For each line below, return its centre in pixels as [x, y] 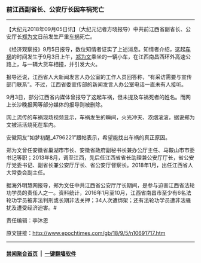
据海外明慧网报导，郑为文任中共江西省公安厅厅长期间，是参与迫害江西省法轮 [100, 185]
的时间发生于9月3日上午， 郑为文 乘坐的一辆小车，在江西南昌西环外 [93, 57]
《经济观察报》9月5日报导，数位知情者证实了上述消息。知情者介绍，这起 [96, 50]
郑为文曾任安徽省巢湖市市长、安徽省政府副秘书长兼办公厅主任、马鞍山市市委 [100, 150]
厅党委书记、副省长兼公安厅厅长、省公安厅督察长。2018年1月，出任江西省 [97, 165]
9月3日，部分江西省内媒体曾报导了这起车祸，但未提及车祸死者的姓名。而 [96, 97]
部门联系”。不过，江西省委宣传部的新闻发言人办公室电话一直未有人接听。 [97, 84]
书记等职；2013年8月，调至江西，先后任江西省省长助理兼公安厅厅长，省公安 [100, 158]
